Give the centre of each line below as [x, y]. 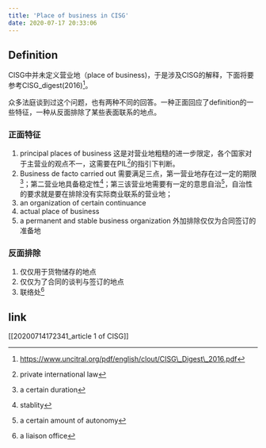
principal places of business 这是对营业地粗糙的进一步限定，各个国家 [132, 153]
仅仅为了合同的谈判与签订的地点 [72, 281]
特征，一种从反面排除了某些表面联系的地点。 [87, 112]
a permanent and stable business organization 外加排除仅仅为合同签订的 [138, 220]
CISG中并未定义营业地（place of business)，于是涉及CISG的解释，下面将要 [131, 75]
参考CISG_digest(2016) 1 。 [50, 84]
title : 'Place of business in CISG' [68, 15]
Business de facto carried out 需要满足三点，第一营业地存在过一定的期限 [138, 173]
